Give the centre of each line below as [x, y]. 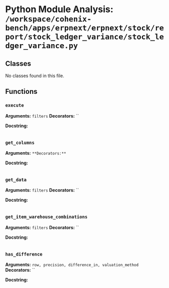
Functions [22, 92]
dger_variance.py [42, 46]
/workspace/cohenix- [49, 19]
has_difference [24, 254]
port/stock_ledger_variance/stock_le [85, 37]
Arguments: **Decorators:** [36, 153]
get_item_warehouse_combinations [46, 217]
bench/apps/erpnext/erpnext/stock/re [85, 28]
